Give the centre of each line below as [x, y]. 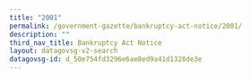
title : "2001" [36, 17]
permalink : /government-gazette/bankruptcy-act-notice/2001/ [126, 26]
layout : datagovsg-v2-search [64, 51]
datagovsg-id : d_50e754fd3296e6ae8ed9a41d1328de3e [106, 59]
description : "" [39, 34]
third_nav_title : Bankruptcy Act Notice [86, 43]
